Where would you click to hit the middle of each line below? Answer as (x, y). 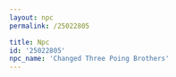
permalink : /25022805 (50, 26)
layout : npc (31, 17)
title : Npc (29, 42)
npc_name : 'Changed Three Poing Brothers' (89, 59)
